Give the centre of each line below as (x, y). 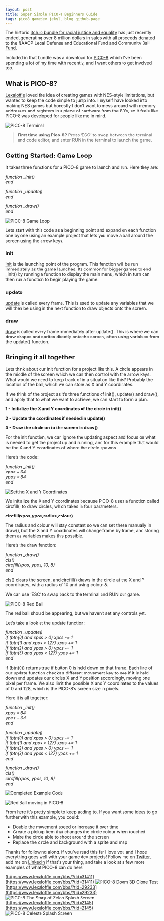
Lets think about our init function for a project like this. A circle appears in (79, 369)
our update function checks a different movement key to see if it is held (77, 673)
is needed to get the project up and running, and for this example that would (82, 442)
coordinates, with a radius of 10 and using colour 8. (57, 584)
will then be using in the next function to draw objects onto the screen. (77, 308)
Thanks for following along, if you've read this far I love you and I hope (76, 852)
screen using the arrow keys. (35, 241)
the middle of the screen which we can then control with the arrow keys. (78, 374)
